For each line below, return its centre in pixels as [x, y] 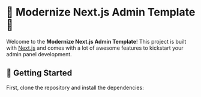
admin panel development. [39, 54]
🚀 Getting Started [39, 73]
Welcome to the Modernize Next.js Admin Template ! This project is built [96, 41]
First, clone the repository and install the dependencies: [75, 87]
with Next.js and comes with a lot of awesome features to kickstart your [95, 48]
